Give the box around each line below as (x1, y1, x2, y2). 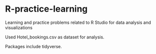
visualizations (5, 24, 33, 30)
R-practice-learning (5, 3, 88, 15)
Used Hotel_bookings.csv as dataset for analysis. (5, 34, 105, 40)
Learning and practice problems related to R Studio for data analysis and (5, 19, 151, 25)
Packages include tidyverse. (5, 43, 62, 49)
